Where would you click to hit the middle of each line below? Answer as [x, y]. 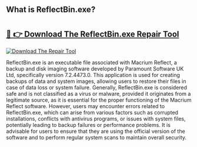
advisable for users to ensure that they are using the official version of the [96, 131]
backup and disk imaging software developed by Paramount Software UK [95, 69]
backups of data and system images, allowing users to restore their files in [96, 81]
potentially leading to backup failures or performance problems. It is [88, 125]
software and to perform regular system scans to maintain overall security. [96, 137]
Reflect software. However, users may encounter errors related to [86, 106]
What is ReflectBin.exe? [51, 10]
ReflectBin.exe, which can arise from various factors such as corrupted [92, 112]
